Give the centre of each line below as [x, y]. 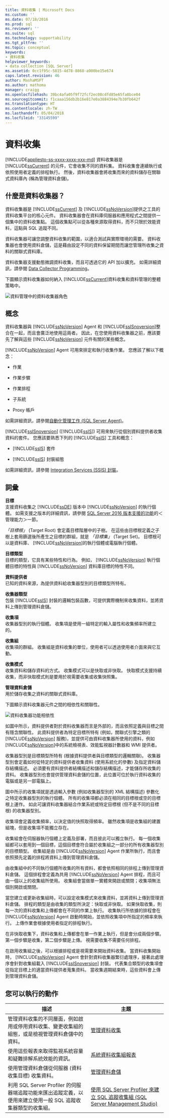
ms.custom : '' [20, 15]
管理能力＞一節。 [23, 520]
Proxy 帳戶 [24, 410]
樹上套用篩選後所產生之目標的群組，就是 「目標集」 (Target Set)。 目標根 [81, 537]
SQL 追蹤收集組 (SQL [122, 1097]
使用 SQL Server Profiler [119, 1089]
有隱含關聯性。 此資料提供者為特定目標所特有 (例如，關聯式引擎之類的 [78, 733]
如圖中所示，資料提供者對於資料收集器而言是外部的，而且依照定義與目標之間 [84, 726]
